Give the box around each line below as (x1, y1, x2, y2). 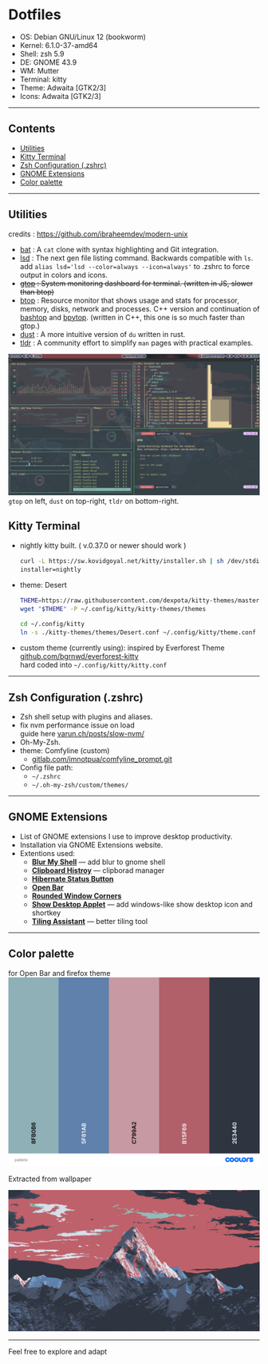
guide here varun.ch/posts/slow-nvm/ (19, 728, 145, 738)
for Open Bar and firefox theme (8, 968, 111, 977)
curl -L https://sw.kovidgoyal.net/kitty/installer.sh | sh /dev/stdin (19, 557, 263, 565)
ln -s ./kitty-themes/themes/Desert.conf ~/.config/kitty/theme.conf (19, 628, 257, 636)
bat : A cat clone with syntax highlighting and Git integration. (19, 244, 219, 254)
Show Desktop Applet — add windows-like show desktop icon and (31, 899, 253, 909)
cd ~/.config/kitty (19, 621, 85, 628)
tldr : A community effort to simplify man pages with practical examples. (19, 338, 254, 347)
